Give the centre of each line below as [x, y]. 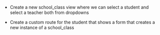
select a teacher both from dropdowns [49, 12]
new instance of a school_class [42, 27]
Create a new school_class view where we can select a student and [79, 7]
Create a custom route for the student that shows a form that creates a [82, 22]
